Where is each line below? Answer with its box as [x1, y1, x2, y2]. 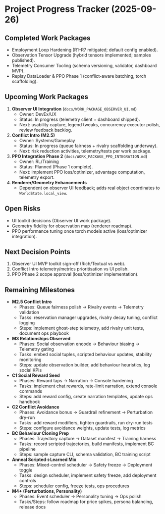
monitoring [19, 357, 42, 362]
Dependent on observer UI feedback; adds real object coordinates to [19, 185, 160, 191]
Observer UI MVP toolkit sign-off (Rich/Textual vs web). [11, 261, 126, 267]
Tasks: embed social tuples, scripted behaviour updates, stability [19, 352, 152, 358]
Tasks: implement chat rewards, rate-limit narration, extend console [19, 383, 158, 389]
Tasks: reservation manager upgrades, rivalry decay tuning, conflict [19, 314, 158, 320]
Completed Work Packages [4, 34, 91, 42]
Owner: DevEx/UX [19, 111, 56, 117]
